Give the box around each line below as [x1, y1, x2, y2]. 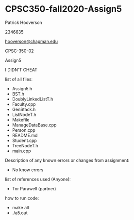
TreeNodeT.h [12, 142, 38, 148]
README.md [12, 132, 38, 138]
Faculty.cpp [12, 101, 36, 107]
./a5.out [12, 210, 28, 216]
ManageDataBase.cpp [12, 122, 57, 128]
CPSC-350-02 [5, 48, 34, 54]
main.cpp [12, 148, 31, 154]
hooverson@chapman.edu [5, 38, 58, 44]
